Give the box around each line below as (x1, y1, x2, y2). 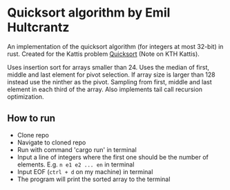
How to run (7, 113, 56, 124)
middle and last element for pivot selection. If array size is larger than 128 (7, 70, 215, 79)
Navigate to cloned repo (17, 138, 86, 146)
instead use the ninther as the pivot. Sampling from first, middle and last (7, 77, 212, 86)
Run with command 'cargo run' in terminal (17, 145, 137, 153)
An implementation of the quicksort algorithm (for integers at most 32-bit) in (7, 42, 224, 50)
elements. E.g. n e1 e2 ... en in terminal (17, 160, 135, 169)
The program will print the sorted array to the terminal (17, 175, 171, 183)
